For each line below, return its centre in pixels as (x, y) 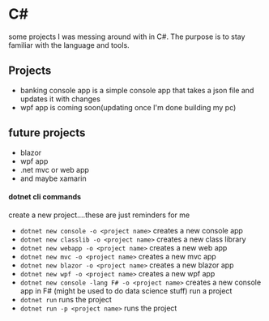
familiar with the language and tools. (69, 45)
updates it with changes (60, 99)
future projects (47, 133)
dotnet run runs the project (66, 299)
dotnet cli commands (45, 197)
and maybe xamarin (53, 178)
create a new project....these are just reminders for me (99, 215)
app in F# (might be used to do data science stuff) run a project (126, 291)
